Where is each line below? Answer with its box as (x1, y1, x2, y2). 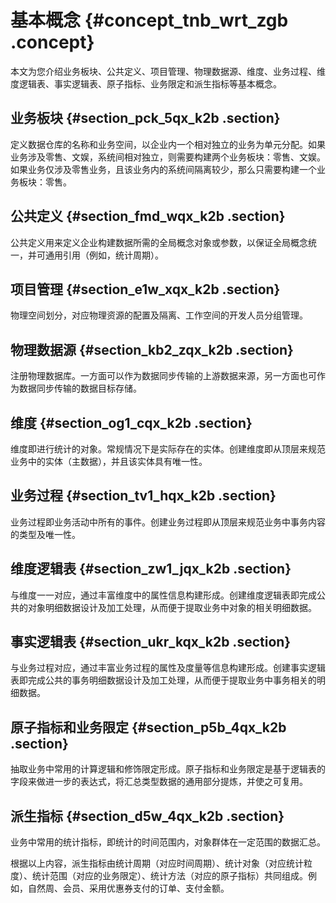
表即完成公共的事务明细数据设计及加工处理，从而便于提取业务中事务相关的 (10, 674, 317, 686)
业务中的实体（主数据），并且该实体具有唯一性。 (10, 456, 208, 467)
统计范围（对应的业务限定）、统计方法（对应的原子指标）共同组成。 (31, 870, 308, 882)
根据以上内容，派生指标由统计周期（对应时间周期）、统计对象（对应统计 (10, 857, 304, 870)
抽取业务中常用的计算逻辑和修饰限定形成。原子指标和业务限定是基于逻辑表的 (10, 763, 326, 775)
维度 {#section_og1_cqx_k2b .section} (10, 414, 253, 431)
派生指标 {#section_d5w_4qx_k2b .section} (10, 807, 285, 825)
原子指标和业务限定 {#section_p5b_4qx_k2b (10, 719, 287, 736)
